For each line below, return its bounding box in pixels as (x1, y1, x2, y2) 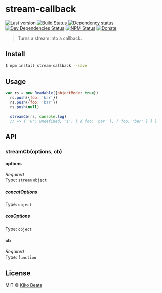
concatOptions (5, 189, 38, 195)
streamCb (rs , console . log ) (10, 114, 67, 119)
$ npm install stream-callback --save (5, 63, 87, 68)
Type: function (5, 254, 37, 260)
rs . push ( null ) (10, 105, 39, 110)
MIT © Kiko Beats (5, 282, 42, 288)
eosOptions (5, 213, 30, 219)
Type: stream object (5, 177, 47, 183)
